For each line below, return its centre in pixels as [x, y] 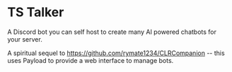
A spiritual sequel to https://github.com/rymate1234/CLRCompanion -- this [116, 53]
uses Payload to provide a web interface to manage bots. [91, 60]
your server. [25, 39]
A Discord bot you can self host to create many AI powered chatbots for [112, 32]
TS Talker [36, 12]
